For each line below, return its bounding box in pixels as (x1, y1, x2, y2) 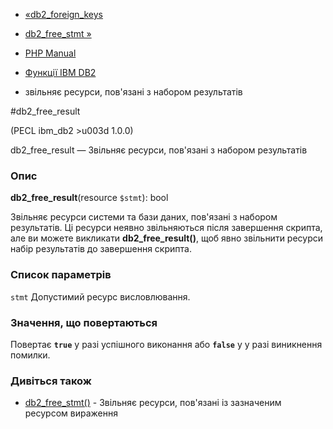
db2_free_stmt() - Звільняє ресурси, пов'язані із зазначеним (24, 397, 282, 409)
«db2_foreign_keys (24, 9, 104, 20)
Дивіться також (10, 374, 92, 388)
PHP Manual (24, 47, 77, 59)
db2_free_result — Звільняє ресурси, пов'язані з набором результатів (10, 144, 308, 156)
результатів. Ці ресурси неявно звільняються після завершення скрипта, (10, 222, 323, 234)
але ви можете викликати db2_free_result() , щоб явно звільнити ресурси (10, 232, 324, 244)
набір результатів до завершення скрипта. (10, 243, 192, 255)
